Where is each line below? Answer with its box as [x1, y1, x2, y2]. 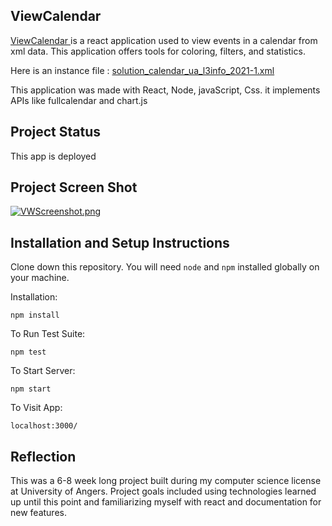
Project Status [10, 124, 102, 141]
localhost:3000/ [10, 421, 78, 431]
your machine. [10, 272, 70, 284]
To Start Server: [10, 365, 76, 377]
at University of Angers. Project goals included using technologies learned [10, 485, 317, 498]
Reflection [10, 448, 77, 465]
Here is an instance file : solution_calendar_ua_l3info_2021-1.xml [10, 64, 275, 76]
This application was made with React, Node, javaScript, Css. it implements [10, 84, 321, 96]
